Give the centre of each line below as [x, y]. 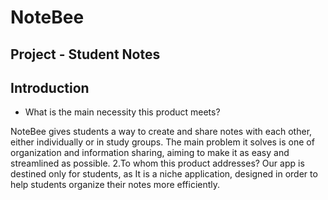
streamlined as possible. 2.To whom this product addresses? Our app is [157, 163]
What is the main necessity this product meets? [122, 112]
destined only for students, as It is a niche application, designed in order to [164, 174]
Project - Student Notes [85, 54]
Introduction [50, 87]
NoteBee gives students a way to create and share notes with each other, [161, 132]
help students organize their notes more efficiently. [115, 185]
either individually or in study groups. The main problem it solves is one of [162, 142]
